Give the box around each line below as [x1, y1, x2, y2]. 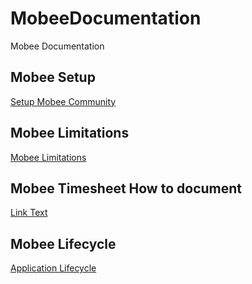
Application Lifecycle [10, 262, 97, 274]
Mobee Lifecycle [10, 235, 117, 252]
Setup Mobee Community [10, 95, 117, 107]
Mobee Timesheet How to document [10, 180, 243, 197]
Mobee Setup [10, 69, 96, 86]
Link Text [10, 207, 48, 219]
